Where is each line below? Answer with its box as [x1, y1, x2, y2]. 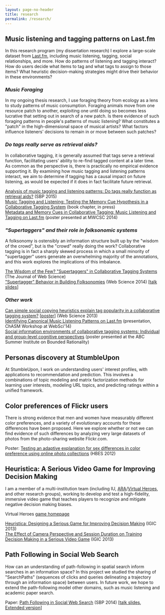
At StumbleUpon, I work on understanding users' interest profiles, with [5, 366, 148, 372]
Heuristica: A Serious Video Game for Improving [5, 465, 156, 473]
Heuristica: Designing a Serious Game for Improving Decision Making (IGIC [5, 520, 157, 526]
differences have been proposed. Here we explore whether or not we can [5, 425, 154, 431]
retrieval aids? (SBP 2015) [5, 193, 57, 199]
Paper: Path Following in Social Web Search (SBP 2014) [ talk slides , [5, 599, 141, 605]
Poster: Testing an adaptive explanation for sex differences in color [5, 445, 141, 451]
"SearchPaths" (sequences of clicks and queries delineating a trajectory [5, 574, 151, 580]
